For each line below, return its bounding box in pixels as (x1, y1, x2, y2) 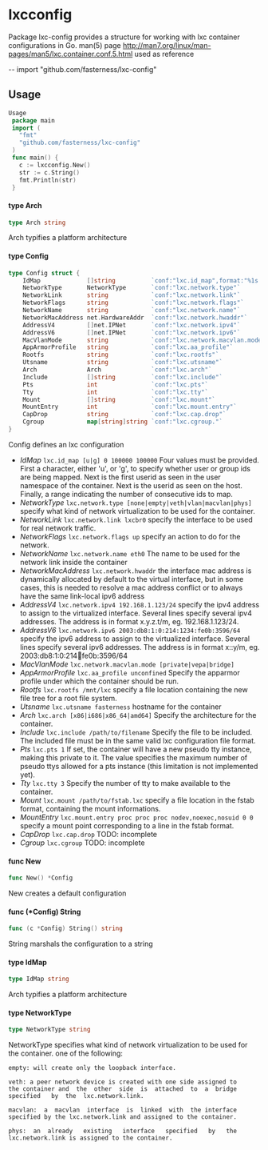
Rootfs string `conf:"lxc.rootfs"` (22, 351, 219, 359)
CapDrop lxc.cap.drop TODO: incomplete (19, 829, 158, 839)
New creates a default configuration (8, 888, 127, 898)
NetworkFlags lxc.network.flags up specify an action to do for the (19, 531, 241, 541)
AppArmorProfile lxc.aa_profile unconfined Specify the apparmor (19, 667, 241, 677)
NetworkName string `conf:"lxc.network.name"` (22, 307, 241, 315)
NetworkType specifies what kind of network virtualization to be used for (8, 1040, 248, 1050)
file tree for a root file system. (19, 693, 117, 703)
